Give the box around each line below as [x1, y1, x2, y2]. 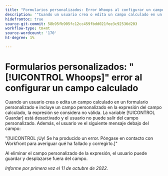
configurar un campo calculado [5, 82, 138, 94]
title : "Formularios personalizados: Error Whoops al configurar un [5, 7, 151, 12]
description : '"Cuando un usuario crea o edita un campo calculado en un [5, 12, 162, 17]
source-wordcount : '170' [5, 30, 57, 35]
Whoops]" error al [65, 72, 142, 83]
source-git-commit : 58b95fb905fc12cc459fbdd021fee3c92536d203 [5, 21, 137, 26]
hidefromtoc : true [5, 16, 43, 21]
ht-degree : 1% [5, 35, 35, 40]
